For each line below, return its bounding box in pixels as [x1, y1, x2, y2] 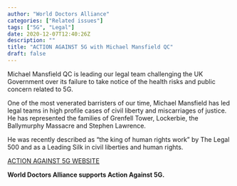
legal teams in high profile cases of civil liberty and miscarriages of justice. [7, 106, 227, 115]
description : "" [7, 37, 56, 44]
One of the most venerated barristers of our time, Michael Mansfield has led [7, 98, 230, 107]
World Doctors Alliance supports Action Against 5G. [7, 170, 165, 179]
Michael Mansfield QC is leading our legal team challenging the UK [7, 69, 204, 78]
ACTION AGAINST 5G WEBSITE [7, 156, 100, 165]
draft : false [7, 51, 46, 58]
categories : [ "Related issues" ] [7, 17, 103, 24]
